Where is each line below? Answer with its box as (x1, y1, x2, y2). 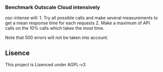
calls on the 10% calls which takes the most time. (5, 25, 105, 31)
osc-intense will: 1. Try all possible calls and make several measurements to (5, 15, 158, 21)
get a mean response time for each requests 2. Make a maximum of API (5, 20, 150, 26)
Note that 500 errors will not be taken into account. (5, 35, 109, 40)
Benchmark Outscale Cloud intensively (5, 4, 101, 11)
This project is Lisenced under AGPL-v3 (5, 62, 86, 68)
